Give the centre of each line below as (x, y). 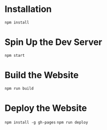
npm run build (19, 88)
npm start (15, 55)
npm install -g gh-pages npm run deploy (46, 122)
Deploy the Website (46, 108)
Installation (28, 9)
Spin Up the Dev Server (53, 42)
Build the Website (42, 75)
